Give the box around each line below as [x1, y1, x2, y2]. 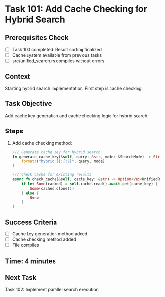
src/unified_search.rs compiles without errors [12, 58, 105, 64]
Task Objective [5, 99, 52, 108]
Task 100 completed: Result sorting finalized [12, 47, 102, 52]
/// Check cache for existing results [12, 172, 92, 177]
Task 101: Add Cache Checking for [5, 3, 147, 15]
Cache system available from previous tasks [12, 52, 102, 58]
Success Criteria [5, 218, 57, 226]
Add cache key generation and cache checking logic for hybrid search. [5, 112, 149, 119]
